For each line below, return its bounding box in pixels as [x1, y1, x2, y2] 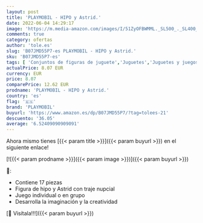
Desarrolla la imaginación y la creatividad [14, 198, 118, 206]
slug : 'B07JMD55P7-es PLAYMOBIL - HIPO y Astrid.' [6, 48, 137, 54]
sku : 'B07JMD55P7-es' [6, 54, 61, 60]
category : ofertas [6, 37, 53, 43]
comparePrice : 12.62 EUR [6, 82, 69, 88]
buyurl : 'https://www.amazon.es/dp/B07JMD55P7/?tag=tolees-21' [6, 110, 169, 116]
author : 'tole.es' [6, 43, 53, 49]
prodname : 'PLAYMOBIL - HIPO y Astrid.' [6, 87, 110, 93]
